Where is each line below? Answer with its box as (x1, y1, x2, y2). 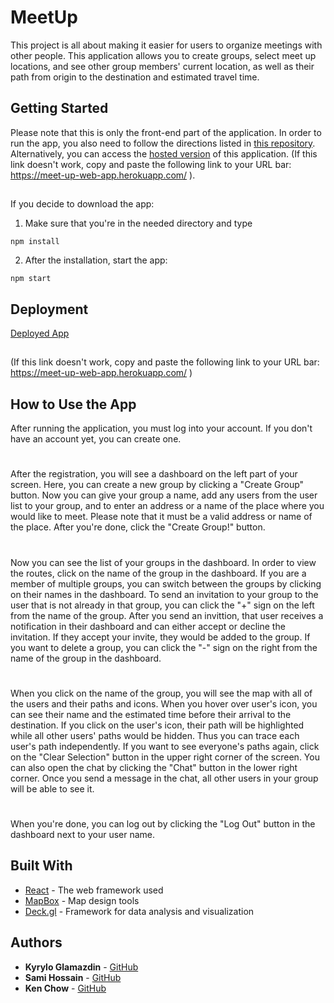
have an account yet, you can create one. (10, 433, 182, 445)
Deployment (10, 301, 89, 318)
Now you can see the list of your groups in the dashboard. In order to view (10, 556, 317, 568)
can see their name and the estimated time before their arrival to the (10, 708, 292, 720)
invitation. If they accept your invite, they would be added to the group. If (10, 631, 311, 643)
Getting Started (10, 100, 109, 117)
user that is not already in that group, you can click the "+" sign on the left (10, 599, 315, 611)
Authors (10, 934, 63, 951)
